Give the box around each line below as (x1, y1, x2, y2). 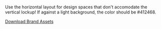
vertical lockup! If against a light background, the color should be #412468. (5, 9, 157, 15)
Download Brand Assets (5, 19, 54, 24)
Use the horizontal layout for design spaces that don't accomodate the (5, 4, 148, 10)
